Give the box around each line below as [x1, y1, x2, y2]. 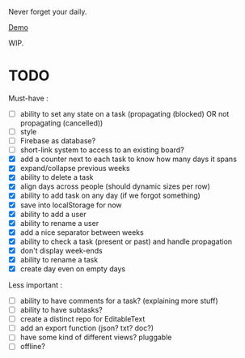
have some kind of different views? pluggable [19, 332, 172, 343]
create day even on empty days [19, 263, 126, 274]
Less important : [8, 280, 63, 290]
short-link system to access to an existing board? [19, 145, 184, 155]
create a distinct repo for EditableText [19, 314, 146, 324]
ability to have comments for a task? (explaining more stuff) [19, 296, 218, 305]
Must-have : [8, 93, 49, 103]
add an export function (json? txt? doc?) [19, 323, 154, 333]
